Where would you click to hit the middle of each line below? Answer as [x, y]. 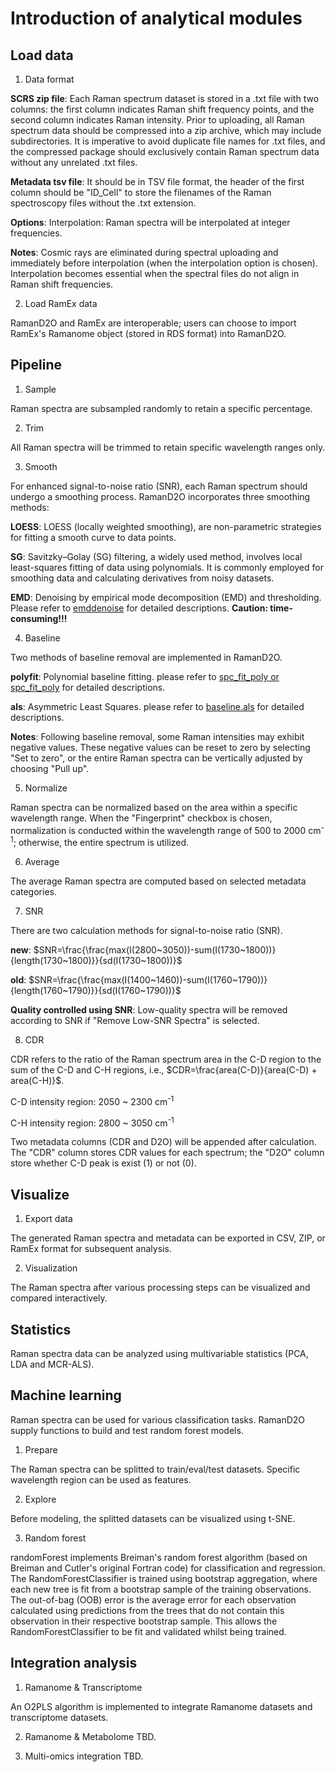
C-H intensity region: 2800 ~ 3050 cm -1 [92, 1122]
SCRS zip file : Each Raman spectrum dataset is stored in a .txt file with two [165, 98]
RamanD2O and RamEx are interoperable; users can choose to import [153, 323]
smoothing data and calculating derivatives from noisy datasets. [142, 578]
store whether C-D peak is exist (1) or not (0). [103, 1163]
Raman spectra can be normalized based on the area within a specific [154, 807]
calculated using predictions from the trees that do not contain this [147, 1610]
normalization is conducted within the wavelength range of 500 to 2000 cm [166, 830]
